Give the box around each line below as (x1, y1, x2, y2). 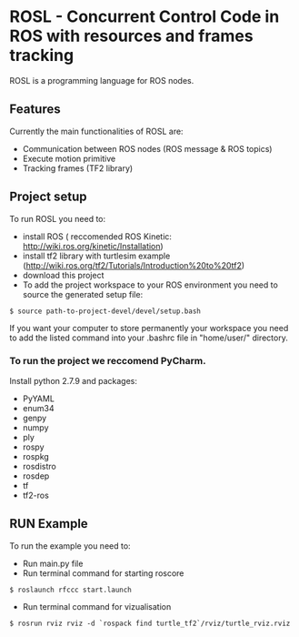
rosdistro (22, 460, 56, 471)
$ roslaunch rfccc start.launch (9, 585, 132, 594)
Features (9, 102, 61, 117)
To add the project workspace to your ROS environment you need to (22, 279, 279, 290)
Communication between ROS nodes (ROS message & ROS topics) (22, 143, 273, 154)
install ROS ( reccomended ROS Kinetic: (22, 230, 173, 242)
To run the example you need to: (9, 540, 131, 551)
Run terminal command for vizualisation (22, 601, 172, 612)
